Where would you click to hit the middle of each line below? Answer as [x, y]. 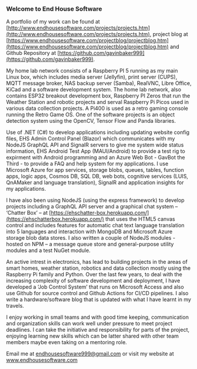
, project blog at [169, 34]
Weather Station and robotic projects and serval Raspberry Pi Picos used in [98, 102]
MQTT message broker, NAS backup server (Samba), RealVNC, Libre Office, [99, 83]
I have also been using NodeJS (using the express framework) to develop [95, 200]
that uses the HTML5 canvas [140, 219]
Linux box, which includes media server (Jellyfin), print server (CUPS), [92, 77]
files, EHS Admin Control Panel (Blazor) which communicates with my [91, 139]
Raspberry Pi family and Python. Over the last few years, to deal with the [94, 275]
